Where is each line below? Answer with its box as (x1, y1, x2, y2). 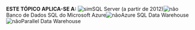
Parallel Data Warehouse (21, 18, 81, 24)
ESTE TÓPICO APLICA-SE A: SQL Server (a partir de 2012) (6, 6, 164, 12)
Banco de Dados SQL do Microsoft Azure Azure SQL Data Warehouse (6, 12, 189, 18)
